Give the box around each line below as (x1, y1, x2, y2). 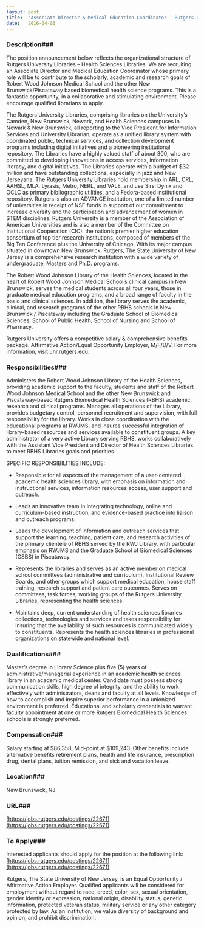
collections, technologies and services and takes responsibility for (15, 615, 181, 622)
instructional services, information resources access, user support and (15, 484, 192, 491)
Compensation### (6, 731, 63, 739)
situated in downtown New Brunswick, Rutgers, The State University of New (6, 247, 197, 254)
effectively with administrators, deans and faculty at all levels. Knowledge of (6, 689, 197, 697)
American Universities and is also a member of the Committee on (6, 221, 169, 228)
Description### (6, 40, 54, 49)
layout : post (6, 9, 39, 15)
